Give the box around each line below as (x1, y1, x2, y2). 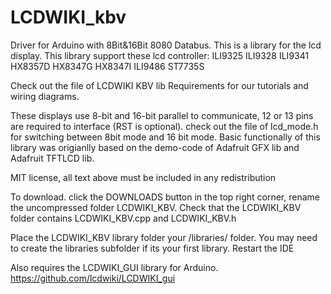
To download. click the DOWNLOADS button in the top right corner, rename (10, 191, 320, 203)
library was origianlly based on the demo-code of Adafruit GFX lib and (10, 141, 300, 153)
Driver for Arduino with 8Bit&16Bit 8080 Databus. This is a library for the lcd (10, 39, 322, 51)
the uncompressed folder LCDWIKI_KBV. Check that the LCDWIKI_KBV (10, 201, 302, 213)
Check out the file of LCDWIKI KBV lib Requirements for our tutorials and (10, 79, 309, 91)
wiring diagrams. (10, 90, 80, 102)
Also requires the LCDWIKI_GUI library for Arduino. (10, 261, 219, 273)
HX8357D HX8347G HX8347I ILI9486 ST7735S (10, 60, 205, 72)
